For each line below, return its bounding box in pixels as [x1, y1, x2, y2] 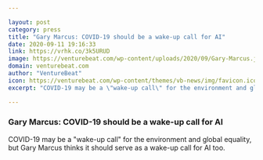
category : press [8, 25, 61, 34]
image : [8, 55, 30, 63]
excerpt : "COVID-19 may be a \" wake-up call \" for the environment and [8, 84, 247, 92]
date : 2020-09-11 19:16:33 [8, 40, 96, 48]
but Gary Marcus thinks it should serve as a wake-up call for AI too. [8, 143, 225, 152]
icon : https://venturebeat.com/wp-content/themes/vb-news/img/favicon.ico [8, 76, 258, 85]
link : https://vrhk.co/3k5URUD [8, 48, 110, 56]
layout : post [8, 18, 51, 26]
